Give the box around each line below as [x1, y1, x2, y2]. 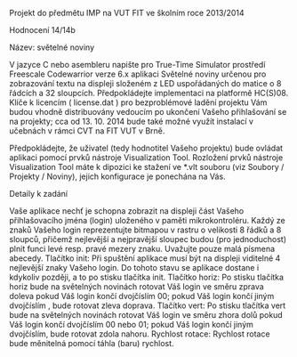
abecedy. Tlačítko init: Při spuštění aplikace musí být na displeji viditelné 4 [9, 253, 281, 264]
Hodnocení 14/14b [9, 25, 76, 35]
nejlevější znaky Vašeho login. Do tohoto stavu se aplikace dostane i [9, 263, 260, 272]
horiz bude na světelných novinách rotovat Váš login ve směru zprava [9, 281, 264, 292]
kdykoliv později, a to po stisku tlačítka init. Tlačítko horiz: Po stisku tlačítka [9, 272, 285, 282]
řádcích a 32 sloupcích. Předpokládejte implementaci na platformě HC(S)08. [9, 88, 289, 98]
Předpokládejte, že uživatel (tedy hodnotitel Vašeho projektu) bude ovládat [9, 142, 283, 153]
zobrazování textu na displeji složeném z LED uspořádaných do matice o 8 [9, 78, 282, 88]
